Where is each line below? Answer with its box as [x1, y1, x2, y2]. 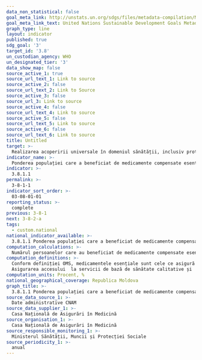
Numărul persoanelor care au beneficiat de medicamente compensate [11, 249, 185, 256]
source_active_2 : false [6, 82, 66, 88]
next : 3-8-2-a [6, 216, 42, 222]
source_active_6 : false [6, 126, 66, 132]
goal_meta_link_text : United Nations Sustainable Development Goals [6, 20, 182, 26]
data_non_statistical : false [6, 8, 79, 15]
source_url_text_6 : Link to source [6, 132, 96, 138]
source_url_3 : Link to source [6, 98, 82, 104]
